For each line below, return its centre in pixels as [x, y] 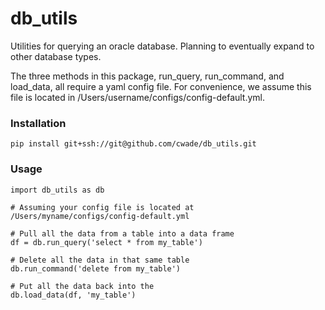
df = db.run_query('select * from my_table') [106, 242]
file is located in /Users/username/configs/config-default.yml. [138, 97]
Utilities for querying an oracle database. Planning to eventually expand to [162, 46]
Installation [38, 123]
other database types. [56, 56]
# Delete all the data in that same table [100, 260]
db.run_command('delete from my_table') [96, 268]
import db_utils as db [57, 190]
